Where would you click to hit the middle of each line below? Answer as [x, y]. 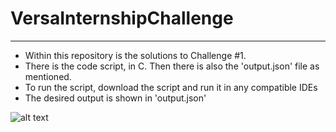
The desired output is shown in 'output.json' [115, 98]
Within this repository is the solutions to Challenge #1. [135, 55]
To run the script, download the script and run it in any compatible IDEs [171, 87]
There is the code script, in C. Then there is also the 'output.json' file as [172, 66]
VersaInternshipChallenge [122, 18]
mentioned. [48, 76]
